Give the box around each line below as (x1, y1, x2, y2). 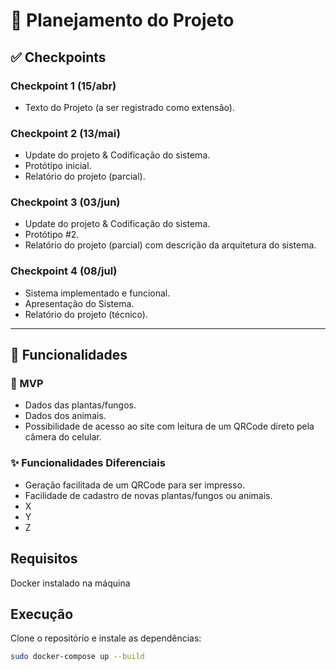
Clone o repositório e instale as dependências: (10, 632, 202, 644)
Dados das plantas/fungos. (24, 399, 137, 411)
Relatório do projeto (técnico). (24, 308, 148, 320)
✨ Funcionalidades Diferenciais (10, 456, 166, 470)
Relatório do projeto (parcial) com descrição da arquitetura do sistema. (24, 239, 317, 251)
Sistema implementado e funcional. (24, 287, 171, 299)
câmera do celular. (24, 431, 102, 443)
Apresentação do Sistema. (24, 297, 135, 309)
